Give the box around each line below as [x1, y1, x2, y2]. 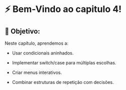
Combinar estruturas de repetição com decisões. [12, 79, 114, 85]
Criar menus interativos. [12, 69, 62, 75]
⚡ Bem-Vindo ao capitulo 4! [5, 4, 122, 15]
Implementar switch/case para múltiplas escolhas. [12, 60, 116, 65]
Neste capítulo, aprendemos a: [5, 40, 69, 46]
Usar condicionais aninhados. [12, 50, 74, 56]
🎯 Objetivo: [5, 27, 40, 35]
